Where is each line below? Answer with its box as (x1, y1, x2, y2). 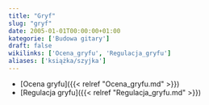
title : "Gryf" (8, 11, 56, 20)
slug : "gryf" (8, 19, 52, 27)
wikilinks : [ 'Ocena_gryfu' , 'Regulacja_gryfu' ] (8, 49, 172, 57)
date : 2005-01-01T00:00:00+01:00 (8, 27, 121, 35)
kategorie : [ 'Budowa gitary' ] (8, 34, 111, 43)
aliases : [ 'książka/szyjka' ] (8, 57, 107, 65)
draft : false (8, 42, 52, 50)
